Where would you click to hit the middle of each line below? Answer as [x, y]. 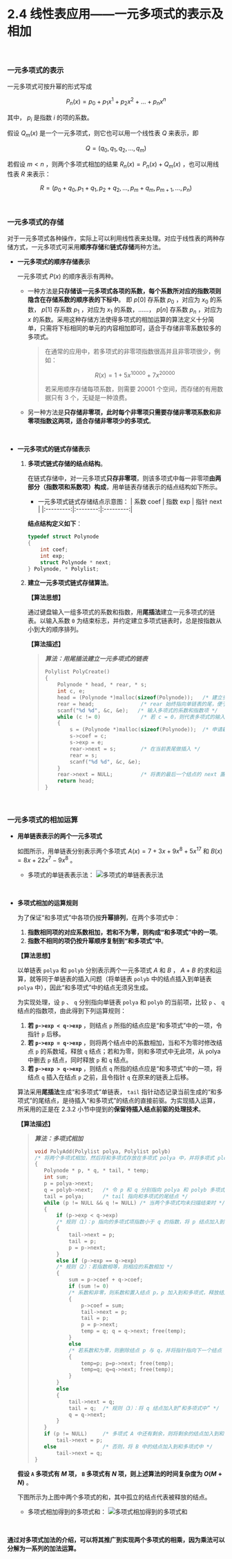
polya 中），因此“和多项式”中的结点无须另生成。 [84, 987]
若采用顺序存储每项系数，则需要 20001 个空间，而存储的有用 [131, 389]
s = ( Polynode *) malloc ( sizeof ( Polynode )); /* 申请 [146, 730]
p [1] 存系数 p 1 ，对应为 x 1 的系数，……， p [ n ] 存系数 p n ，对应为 [132, 310]
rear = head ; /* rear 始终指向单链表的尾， [137, 704]
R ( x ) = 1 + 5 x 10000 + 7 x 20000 [135, 374]
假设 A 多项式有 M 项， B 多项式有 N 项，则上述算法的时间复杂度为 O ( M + [119, 1473]
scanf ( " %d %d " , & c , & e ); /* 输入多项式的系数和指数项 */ [138, 710]
